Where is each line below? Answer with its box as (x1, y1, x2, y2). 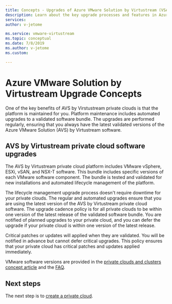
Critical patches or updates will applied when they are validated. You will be (5, 233, 165, 239)
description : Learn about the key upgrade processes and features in (5, 12, 157, 17)
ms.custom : (5, 50, 29, 56)
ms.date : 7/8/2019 (5, 41, 45, 46)
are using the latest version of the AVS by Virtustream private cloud (5, 201, 147, 207)
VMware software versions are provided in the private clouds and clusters (5, 259, 161, 265)
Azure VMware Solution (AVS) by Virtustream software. (5, 127, 122, 133)
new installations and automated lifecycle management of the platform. (5, 180, 155, 186)
